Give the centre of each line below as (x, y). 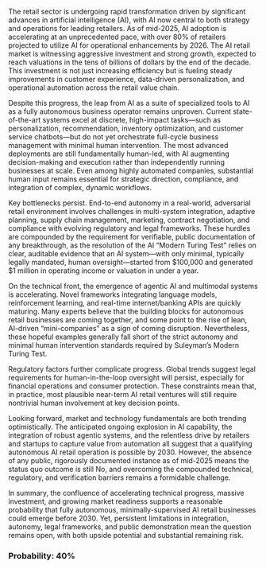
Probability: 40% (42, 555)
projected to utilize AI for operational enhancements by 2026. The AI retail (129, 45)
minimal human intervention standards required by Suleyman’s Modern (124, 345)
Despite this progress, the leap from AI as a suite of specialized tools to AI (129, 103)
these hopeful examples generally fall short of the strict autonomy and (123, 337)
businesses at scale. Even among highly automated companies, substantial (131, 171)
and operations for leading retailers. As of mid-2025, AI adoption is (118, 28)
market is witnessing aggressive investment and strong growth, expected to (132, 54)
